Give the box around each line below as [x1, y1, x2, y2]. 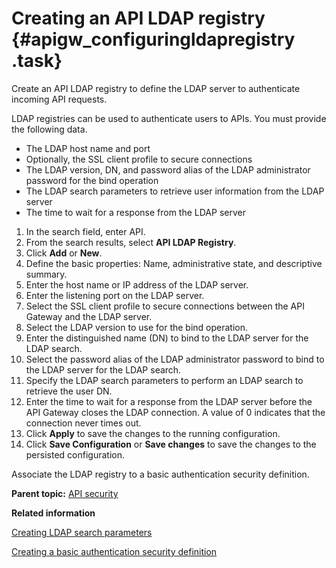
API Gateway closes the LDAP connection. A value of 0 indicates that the [25, 406, 326, 418]
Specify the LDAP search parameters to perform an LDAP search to [25, 374, 304, 386]
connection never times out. [25, 417, 142, 429]
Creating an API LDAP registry [11, 7, 266, 30]
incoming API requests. [11, 93, 108, 105]
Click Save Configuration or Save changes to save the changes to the [25, 438, 317, 450]
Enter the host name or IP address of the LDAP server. [25, 278, 249, 291]
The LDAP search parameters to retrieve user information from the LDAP [25, 185, 325, 197]
